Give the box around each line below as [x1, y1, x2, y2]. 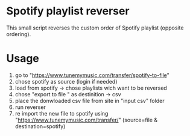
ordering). [6, 30, 31, 37]
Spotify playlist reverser [6, 4, 130, 18]
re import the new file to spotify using [14, 110, 109, 117]
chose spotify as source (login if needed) [14, 78, 118, 85]
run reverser [14, 104, 46, 111]
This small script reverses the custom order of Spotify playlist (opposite [6, 24, 184, 31]
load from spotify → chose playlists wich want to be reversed [14, 84, 167, 91]
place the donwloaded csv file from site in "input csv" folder [14, 97, 165, 104]
